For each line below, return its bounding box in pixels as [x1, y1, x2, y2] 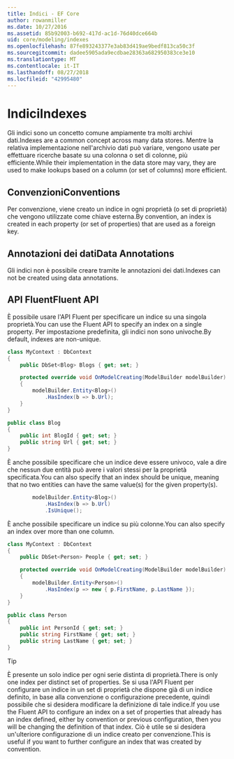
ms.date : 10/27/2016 [7, 23, 68, 30]
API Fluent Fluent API [7, 294, 99, 306]
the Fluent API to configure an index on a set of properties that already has [7, 707, 222, 716]
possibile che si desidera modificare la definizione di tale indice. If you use [7, 700, 220, 709]
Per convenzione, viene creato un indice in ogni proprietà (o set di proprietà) [7, 205, 228, 214]
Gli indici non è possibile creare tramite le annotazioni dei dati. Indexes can [7, 266, 221, 274]
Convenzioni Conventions [7, 186, 121, 198]
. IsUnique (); [44, 507, 82, 514]
